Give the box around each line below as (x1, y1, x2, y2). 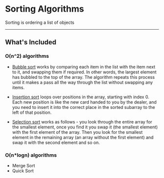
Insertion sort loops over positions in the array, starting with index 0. (12, 94, 150, 100)
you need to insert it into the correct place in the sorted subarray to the (12, 104, 155, 110)
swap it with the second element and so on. (12, 140, 100, 145)
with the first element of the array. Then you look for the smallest (12, 129, 143, 135)
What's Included (5, 38, 57, 47)
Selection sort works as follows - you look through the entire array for (12, 119, 152, 125)
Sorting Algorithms (5, 3, 84, 15)
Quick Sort (12, 168, 34, 174)
